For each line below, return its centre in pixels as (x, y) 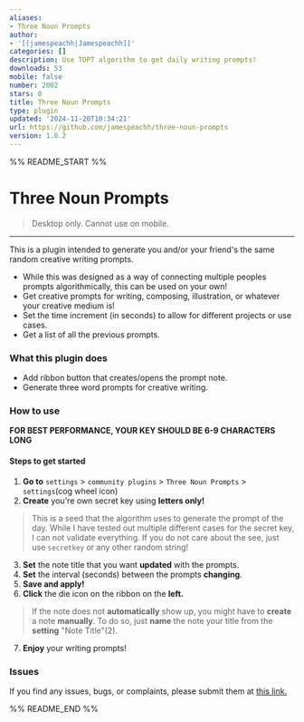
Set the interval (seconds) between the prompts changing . (132, 574)
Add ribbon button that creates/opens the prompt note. (125, 378)
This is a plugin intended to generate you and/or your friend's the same (142, 249)
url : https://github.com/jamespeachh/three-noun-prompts (119, 128)
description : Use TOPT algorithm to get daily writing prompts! (133, 60)
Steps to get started (47, 461)
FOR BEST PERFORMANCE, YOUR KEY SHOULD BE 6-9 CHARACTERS (142, 431)
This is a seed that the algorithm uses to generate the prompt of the (157, 518)
